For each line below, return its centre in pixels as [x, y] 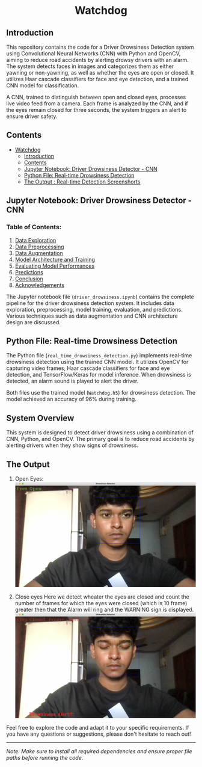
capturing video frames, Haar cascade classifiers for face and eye [88, 368]
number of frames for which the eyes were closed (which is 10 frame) [101, 603]
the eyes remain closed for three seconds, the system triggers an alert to [96, 110]
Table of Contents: [34, 227]
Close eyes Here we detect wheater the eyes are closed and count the [102, 597]
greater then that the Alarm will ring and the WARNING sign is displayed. [104, 609]
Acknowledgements [40, 285]
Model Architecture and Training [55, 259]
